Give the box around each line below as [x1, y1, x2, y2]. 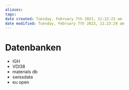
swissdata [12, 74, 33, 80]
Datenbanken [5, 42, 62, 53]
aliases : [5, 7, 23, 12]
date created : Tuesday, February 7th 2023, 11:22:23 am [5, 16, 122, 21]
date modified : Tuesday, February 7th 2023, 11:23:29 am [5, 21, 125, 26]
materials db [12, 69, 38, 75]
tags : [5, 12, 16, 17]
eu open [12, 79, 30, 85]
